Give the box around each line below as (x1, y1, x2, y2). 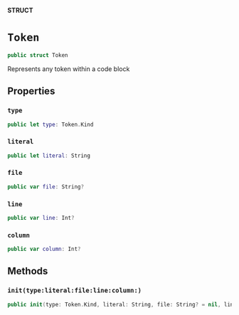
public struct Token (7, 51, 69, 59)
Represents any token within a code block (7, 64, 130, 73)
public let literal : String (7, 152, 91, 159)
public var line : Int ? (7, 215, 75, 222)
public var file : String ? (7, 183, 84, 191)
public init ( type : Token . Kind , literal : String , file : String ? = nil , (7, 301, 221, 308)
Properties (7, 85, 55, 97)
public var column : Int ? (7, 245, 81, 253)
